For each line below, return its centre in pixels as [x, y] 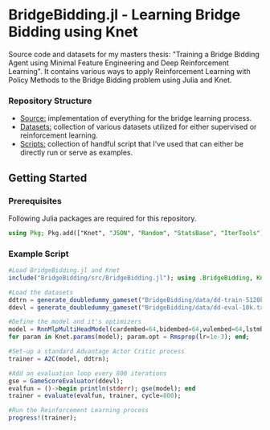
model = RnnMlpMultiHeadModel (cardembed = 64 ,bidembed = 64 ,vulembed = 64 [125, 329]
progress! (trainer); [43, 418]
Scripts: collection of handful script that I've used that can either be [131, 144]
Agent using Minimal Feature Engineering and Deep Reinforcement [119, 63]
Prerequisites [35, 201]
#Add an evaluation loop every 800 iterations [88, 373]
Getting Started [48, 178]
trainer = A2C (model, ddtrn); [59, 359]
